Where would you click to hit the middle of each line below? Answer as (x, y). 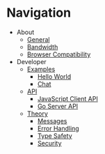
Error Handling (58, 128)
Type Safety (55, 136)
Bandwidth (42, 47)
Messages (52, 121)
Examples (41, 69)
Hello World (54, 76)
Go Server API (58, 106)
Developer (31, 61)
